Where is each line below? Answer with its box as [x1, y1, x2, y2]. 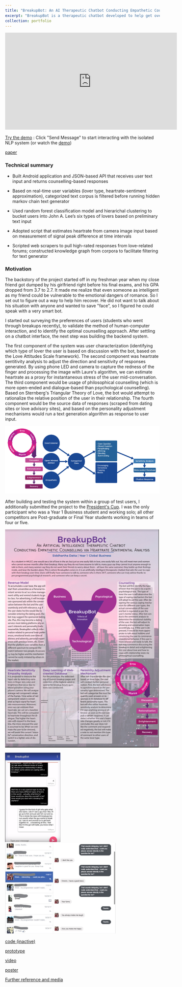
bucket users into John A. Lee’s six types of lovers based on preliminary [12, 213, 158, 219]
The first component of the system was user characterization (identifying [5, 342, 153, 348]
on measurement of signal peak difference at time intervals [12, 233, 131, 239]
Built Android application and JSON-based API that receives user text [12, 173, 153, 179]
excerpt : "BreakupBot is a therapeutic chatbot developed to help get [5, 13, 153, 18]
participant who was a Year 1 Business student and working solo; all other [5, 509, 154, 515]
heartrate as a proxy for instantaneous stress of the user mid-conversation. [5, 374, 157, 380]
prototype [5, 948, 26, 953]
